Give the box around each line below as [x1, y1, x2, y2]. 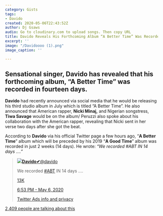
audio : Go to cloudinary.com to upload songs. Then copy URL [5, 30, 131, 34]
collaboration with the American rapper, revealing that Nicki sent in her [5, 118, 147, 124]
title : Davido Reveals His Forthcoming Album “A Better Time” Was [5, 34, 142, 39]
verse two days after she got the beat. [5, 124, 81, 130]
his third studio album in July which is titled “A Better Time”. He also [5, 103, 140, 109]
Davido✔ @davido [21, 159, 58, 165]
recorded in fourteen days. [5, 85, 88, 93]
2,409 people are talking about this [5, 206, 75, 212]
